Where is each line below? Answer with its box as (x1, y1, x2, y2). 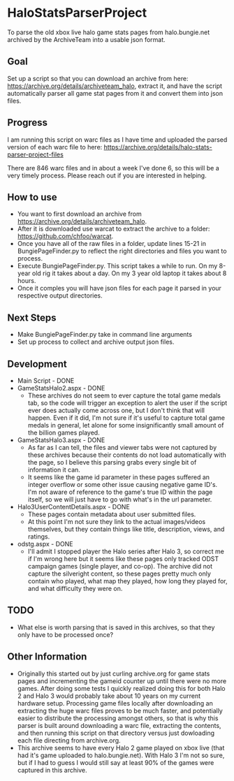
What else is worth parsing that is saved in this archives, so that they (17, 623, 215, 632)
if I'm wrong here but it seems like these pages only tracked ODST (27, 555, 219, 563)
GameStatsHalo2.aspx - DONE (17, 384, 105, 392)
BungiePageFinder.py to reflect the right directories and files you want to (17, 247, 227, 256)
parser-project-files (7, 150, 64, 159)
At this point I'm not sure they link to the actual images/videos (27, 518, 206, 525)
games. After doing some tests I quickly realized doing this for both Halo (17, 684, 226, 692)
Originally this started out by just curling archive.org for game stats (17, 669, 210, 678)
